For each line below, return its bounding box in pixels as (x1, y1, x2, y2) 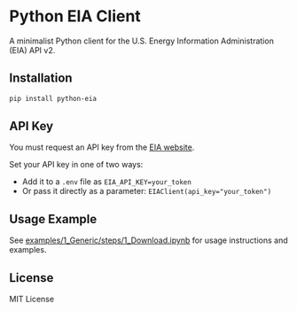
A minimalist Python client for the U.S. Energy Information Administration (9, 35, 275, 46)
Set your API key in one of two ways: (9, 159, 144, 170)
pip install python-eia (9, 94, 98, 103)
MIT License (9, 294, 55, 305)
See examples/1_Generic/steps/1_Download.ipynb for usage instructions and (9, 235, 288, 245)
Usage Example (9, 211, 98, 227)
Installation (9, 71, 73, 86)
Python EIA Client (9, 6, 142, 27)
